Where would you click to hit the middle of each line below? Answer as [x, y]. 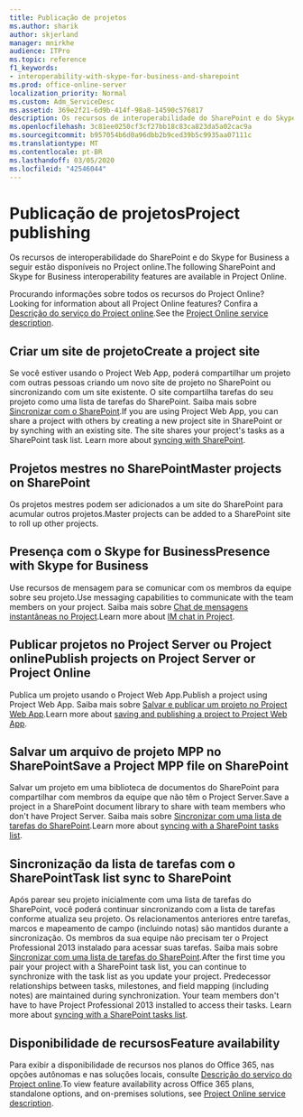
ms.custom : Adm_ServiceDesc [62, 102]
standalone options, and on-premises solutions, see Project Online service [147, 1094]
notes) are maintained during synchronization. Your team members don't [144, 996]
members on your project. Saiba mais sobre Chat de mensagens [129, 606]
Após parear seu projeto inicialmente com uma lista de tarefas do [131, 900]
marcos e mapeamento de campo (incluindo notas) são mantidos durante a [149, 928]
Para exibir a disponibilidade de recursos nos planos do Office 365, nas [142, 1065]
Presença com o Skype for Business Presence [140, 552]
